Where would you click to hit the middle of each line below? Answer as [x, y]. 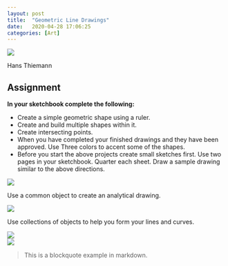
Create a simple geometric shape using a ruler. [84, 118]
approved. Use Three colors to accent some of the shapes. [101, 147]
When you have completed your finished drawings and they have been [118, 140]
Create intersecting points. [55, 132]
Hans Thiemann [30, 66]
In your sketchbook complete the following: [71, 104]
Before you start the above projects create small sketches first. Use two [119, 154]
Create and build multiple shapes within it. [77, 125]
